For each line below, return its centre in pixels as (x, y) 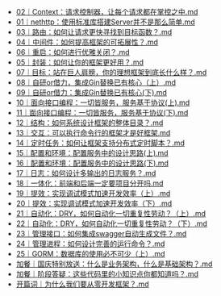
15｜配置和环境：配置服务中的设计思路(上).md (92, 153)
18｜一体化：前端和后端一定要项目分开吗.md (90, 183)
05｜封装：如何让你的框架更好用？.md (79, 62)
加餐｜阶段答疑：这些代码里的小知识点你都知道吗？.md (107, 274)
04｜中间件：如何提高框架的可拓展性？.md (87, 42)
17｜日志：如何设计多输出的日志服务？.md (86, 173)
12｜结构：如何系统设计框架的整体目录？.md (90, 123)
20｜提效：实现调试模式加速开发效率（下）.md (94, 203)
